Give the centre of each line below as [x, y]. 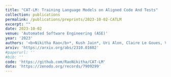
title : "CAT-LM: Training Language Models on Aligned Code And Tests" [82, 10]
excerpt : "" [18, 24]
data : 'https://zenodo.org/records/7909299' [53, 66]
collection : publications [33, 15]
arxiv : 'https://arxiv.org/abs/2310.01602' [52, 48]
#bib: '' [15, 57]
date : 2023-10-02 [24, 29]
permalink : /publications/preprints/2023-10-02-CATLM [64, 19]
